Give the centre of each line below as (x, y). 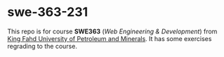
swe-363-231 (48, 12)
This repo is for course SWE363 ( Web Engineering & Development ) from (112, 31)
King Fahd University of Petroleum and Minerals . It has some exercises (110, 38)
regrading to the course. (42, 46)
